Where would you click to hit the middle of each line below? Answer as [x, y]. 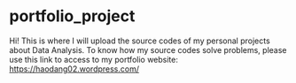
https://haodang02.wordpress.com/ [74, 69]
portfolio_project [72, 16]
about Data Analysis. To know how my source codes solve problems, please [148, 49]
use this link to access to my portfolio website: [94, 59]
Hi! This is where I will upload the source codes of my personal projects [140, 41]
